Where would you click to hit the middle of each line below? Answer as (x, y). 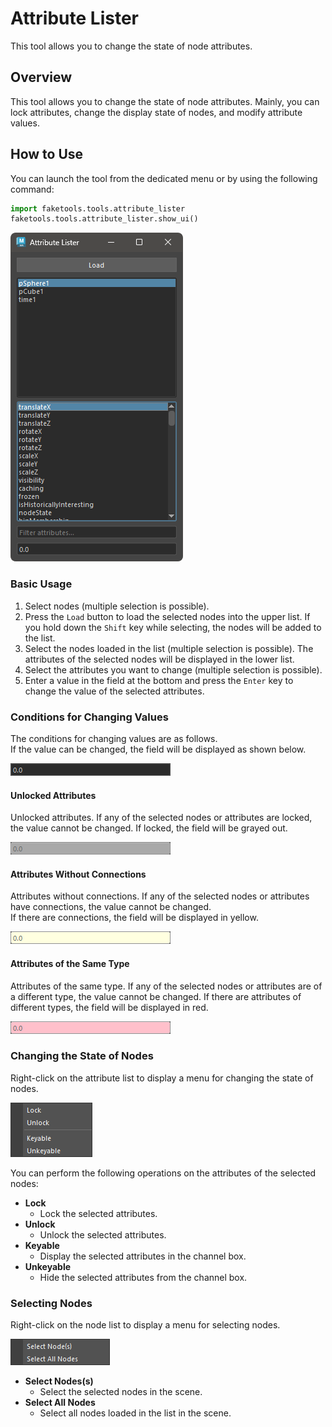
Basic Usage (41, 584)
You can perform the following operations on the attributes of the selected (163, 1173)
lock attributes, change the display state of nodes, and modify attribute (156, 112)
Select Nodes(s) (59, 1381)
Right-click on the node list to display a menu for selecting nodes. (145, 1325)
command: (32, 189)
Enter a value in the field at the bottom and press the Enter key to (159, 680)
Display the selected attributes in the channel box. (143, 1256)
